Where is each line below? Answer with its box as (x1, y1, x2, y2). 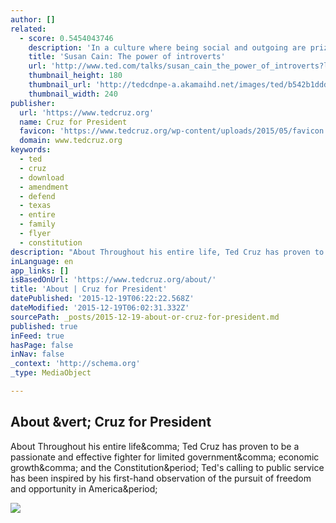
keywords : (10, 145, 52, 155)
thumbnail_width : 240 (28, 89, 118, 99)
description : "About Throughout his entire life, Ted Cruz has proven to (10, 247, 325, 257)
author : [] (10, 14, 56, 25)
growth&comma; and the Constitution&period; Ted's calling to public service (10, 461, 325, 473)
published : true (10, 321, 78, 331)
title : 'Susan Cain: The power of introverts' (28, 52, 226, 62)
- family (19, 219, 56, 230)
